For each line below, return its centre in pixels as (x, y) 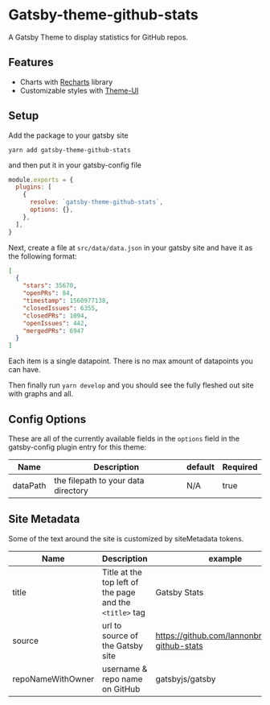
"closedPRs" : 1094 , (55, 316)
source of (120, 636)
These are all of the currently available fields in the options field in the (124, 438)
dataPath (29, 485)
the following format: (43, 256)
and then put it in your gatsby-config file (75, 165)
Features (31, 62)
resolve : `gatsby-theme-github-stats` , (96, 202)
